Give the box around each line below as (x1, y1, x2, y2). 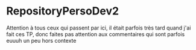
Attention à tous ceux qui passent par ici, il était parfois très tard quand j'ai (6, 24, 191, 31)
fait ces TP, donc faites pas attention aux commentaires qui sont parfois (6, 30, 185, 37)
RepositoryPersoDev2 (6, 4, 119, 18)
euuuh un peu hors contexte (6, 37, 77, 44)
